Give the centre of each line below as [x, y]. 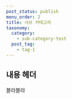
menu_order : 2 [23, 17]
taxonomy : [18, 28]
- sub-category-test [42, 39]
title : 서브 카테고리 [29, 22]
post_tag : [23, 45]
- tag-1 [26, 50]
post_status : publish [32, 11]
